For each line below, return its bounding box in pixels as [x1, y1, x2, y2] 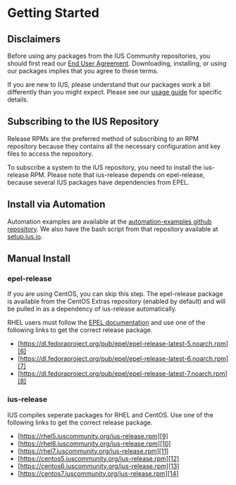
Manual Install [7, 252, 70, 265]
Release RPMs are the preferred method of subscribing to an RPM [7, 134, 199, 142]
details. [7, 95, 29, 104]
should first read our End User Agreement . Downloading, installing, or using [7, 59, 227, 68]
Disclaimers [7, 33, 61, 45]
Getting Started [7, 5, 100, 21]
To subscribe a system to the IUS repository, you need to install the [7, 163, 202, 171]
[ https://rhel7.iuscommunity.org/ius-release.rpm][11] [17, 446, 169, 455]
